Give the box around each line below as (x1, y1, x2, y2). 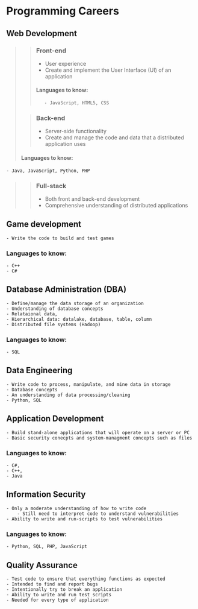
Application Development (6, 414, 104, 424)
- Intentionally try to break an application (6, 586, 122, 592)
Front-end (36, 46, 66, 55)
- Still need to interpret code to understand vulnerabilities (17, 511, 179, 517)
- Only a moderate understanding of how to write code (6, 505, 147, 511)
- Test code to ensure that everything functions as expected (6, 576, 166, 582)
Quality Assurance (6, 560, 78, 570)
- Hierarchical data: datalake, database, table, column (6, 316, 152, 322)
